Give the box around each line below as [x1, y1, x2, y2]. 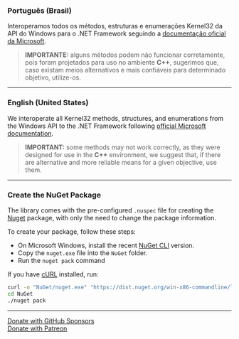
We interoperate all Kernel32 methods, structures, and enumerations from [7, 114, 224, 122]
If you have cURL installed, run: [7, 269, 99, 279]
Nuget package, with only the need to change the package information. [7, 213, 217, 222]
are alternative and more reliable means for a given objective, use [24, 158, 217, 166]
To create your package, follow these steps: [7, 227, 137, 236]
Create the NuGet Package [7, 190, 102, 200]
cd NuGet [7, 290, 33, 297]
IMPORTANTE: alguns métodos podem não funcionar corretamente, [24, 50, 225, 59]
